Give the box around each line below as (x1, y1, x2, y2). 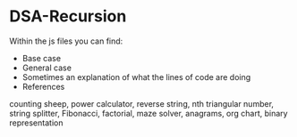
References (21, 81, 65, 92)
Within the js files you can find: (9, 36, 123, 46)
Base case (21, 52, 61, 63)
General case (21, 62, 72, 73)
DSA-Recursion (9, 6, 127, 27)
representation (9, 117, 64, 128)
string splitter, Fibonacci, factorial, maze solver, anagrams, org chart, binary (9, 108, 288, 118)
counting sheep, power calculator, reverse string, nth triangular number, (9, 98, 275, 109)
